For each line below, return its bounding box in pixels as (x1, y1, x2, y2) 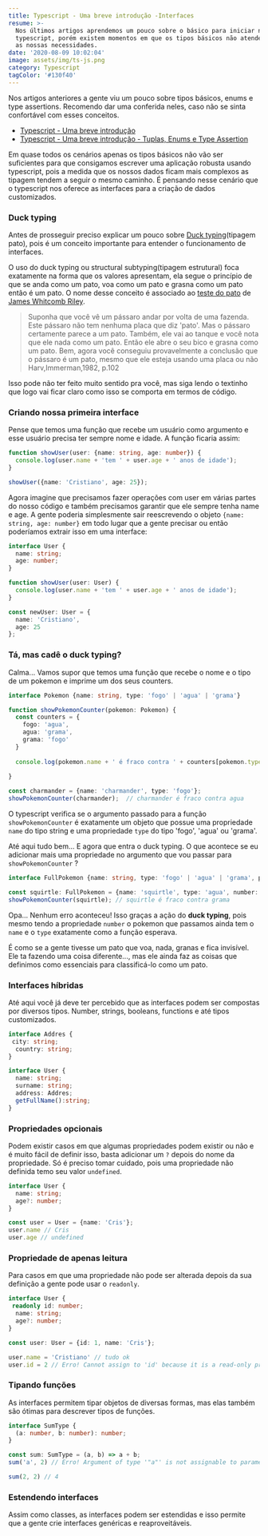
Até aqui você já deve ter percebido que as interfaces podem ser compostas (8, 997, 260, 1007)
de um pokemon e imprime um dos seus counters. (8, 676, 174, 686)
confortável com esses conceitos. (8, 109, 120, 120)
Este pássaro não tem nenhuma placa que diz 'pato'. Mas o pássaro (27, 320, 250, 330)
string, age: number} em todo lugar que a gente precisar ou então (8, 518, 229, 527)
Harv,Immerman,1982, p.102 (27, 363, 120, 372)
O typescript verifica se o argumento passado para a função (8, 809, 207, 819)
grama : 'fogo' (22, 736, 69, 744)
